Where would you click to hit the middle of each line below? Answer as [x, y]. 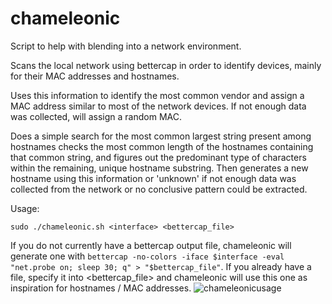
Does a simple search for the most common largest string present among [161, 136]
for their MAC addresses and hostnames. [95, 76]
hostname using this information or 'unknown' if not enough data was [153, 178]
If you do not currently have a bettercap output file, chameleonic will [151, 245]
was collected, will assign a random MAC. [96, 116]
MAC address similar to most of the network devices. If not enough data [158, 106]
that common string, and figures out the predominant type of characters [158, 157]
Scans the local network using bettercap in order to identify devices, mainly [166, 65]
